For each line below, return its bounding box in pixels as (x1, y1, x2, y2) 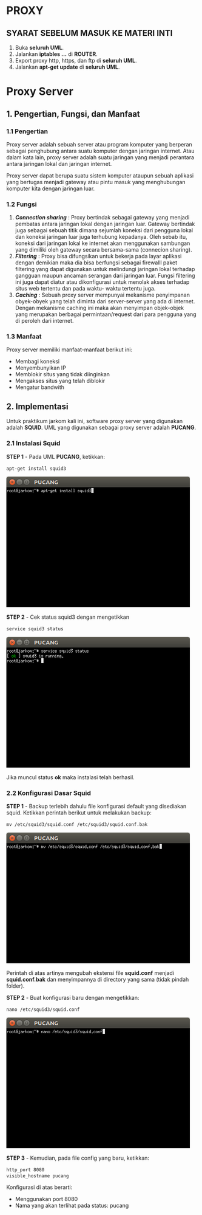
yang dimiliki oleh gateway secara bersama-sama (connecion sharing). (15, 246, 192, 253)
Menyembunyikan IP (15, 364, 67, 371)
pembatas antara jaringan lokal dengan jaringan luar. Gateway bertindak (15, 220, 195, 228)
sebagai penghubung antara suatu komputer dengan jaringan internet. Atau (6, 147, 195, 154)
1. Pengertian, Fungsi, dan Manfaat (6, 109, 141, 119)
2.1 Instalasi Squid (6, 439, 61, 447)
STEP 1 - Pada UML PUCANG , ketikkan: (6, 453, 105, 460)
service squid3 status (6, 625, 64, 632)
